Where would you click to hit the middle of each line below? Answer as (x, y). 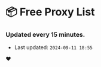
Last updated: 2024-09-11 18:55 (53, 47)
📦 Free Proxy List (50, 12)
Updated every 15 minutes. (45, 35)
